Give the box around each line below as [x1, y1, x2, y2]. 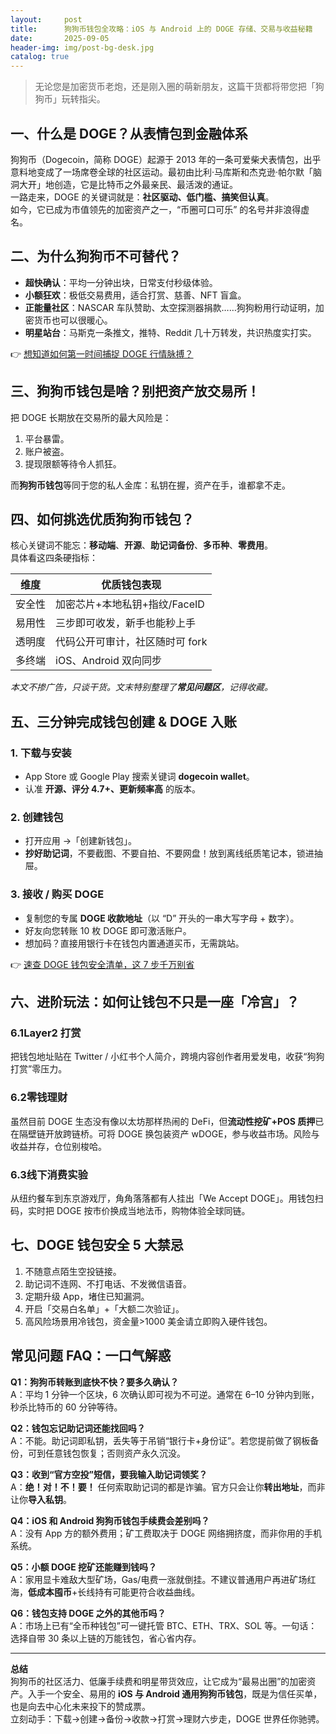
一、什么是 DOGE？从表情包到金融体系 [10, 125, 248, 142]
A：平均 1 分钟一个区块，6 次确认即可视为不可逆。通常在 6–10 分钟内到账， [10, 1388, 320, 1400]
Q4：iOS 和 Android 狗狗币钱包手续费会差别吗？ [10, 1514, 210, 1526]
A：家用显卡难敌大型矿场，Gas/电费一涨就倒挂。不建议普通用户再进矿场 [10, 1573, 308, 1585]
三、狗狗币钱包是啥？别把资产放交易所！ [10, 383, 260, 400]
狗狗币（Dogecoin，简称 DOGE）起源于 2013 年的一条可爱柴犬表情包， [10, 153, 304, 165]
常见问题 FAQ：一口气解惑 [10, 1347, 172, 1365]
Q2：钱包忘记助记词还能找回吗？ [10, 1422, 146, 1434]
